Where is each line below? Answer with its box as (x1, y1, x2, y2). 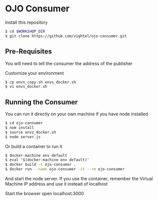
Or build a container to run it (5, 143, 63, 149)
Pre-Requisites (5, 48, 52, 56)
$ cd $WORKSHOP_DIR (5, 29, 45, 34)
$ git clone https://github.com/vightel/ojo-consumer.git (5, 33, 127, 39)
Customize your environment (5, 70, 64, 76)
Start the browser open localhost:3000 (5, 191, 84, 197)
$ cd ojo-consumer (5, 121, 43, 126)
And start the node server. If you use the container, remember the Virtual (5, 176, 153, 182)
